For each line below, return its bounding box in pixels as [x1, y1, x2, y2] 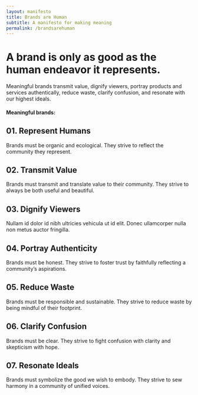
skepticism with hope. [6, 344, 60, 351]
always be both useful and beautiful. [6, 187, 95, 194]
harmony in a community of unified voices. [6, 383, 110, 390]
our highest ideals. [6, 95, 51, 102]
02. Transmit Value [6, 165, 78, 175]
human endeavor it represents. [6, 63, 161, 77]
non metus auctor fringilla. [6, 226, 70, 234]
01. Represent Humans [6, 126, 91, 136]
